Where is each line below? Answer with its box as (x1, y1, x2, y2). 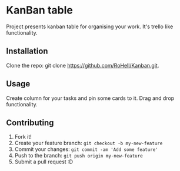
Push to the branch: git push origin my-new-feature (14, 152, 143, 159)
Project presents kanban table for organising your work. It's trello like (6, 23, 174, 30)
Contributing (6, 118, 54, 128)
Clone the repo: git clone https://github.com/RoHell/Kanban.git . (6, 62, 159, 69)
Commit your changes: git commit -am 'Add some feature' (14, 146, 159, 153)
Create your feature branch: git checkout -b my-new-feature (14, 139, 163, 147)
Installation (6, 46, 48, 56)
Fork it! (14, 133, 32, 140)
